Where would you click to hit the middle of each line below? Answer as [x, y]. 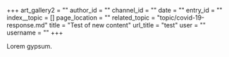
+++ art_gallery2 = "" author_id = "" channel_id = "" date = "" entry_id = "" [114, 10]
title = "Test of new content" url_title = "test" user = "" [127, 25]
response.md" [27, 25]
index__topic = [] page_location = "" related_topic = [81, 18]
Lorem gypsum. [29, 46]
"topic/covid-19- [181, 18]
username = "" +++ [35, 32]
